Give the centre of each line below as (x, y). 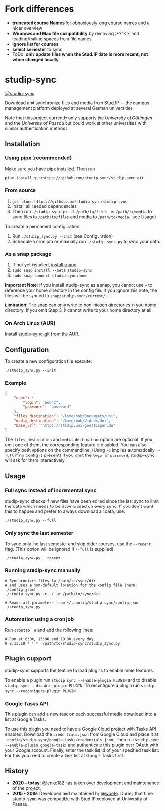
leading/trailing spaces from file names (52, 39)
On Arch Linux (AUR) (30, 323)
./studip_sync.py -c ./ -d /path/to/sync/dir (52, 594)
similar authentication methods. (37, 128)
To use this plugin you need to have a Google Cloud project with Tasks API (81, 729)
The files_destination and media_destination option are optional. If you (79, 440)
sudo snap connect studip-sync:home (50, 276)
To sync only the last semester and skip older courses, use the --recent (78, 544)
